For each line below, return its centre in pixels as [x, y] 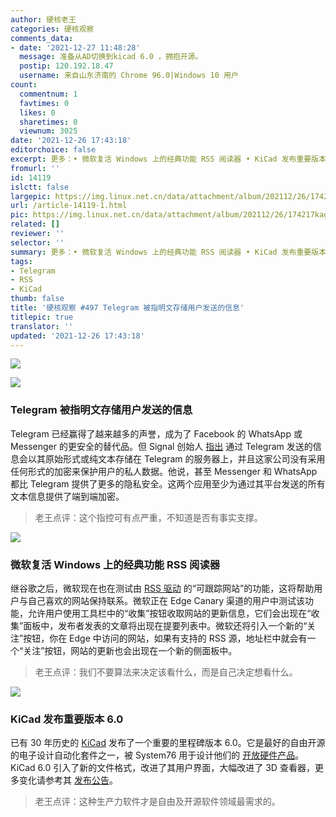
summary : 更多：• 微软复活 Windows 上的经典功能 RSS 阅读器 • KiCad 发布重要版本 [168, 252]
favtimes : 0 [44, 103]
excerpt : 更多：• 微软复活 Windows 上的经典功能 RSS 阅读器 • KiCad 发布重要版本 [168, 159]
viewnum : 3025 [48, 131]
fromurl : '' [35, 168]
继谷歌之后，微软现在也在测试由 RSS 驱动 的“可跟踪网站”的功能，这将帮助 [162, 588]
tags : [21, 261]
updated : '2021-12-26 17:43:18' [77, 336]
